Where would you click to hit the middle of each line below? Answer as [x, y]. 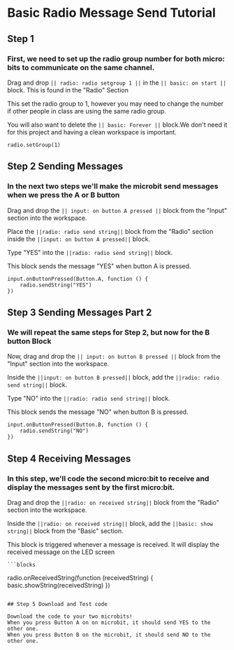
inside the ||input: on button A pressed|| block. [79, 239]
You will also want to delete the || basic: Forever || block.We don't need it [117, 125]
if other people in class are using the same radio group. [87, 111]
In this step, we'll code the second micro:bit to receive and [108, 478]
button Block [29, 341]
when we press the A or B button [64, 195]
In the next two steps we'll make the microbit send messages [113, 186]
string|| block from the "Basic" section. [65, 531]
